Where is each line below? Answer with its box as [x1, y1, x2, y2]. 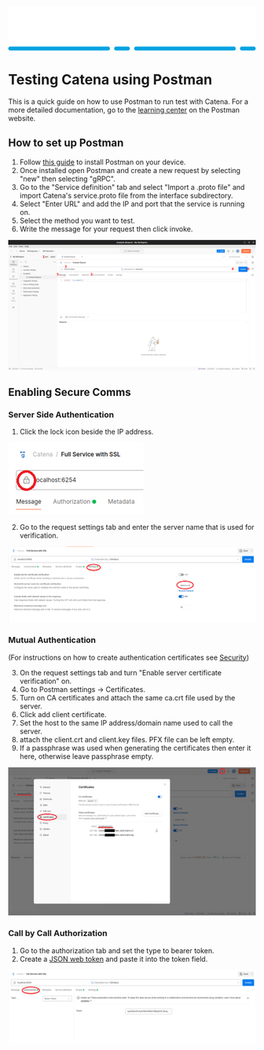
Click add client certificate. [19, 709, 107, 719]
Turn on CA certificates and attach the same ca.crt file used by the [19, 693, 236, 702]
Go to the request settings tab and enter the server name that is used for [19, 523, 255, 532]
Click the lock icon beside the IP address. [19, 427, 154, 437]
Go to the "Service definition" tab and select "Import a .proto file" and [19, 182, 245, 191]
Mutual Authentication [8, 634, 97, 645]
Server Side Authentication [8, 409, 115, 420]
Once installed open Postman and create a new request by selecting [19, 165, 241, 175]
